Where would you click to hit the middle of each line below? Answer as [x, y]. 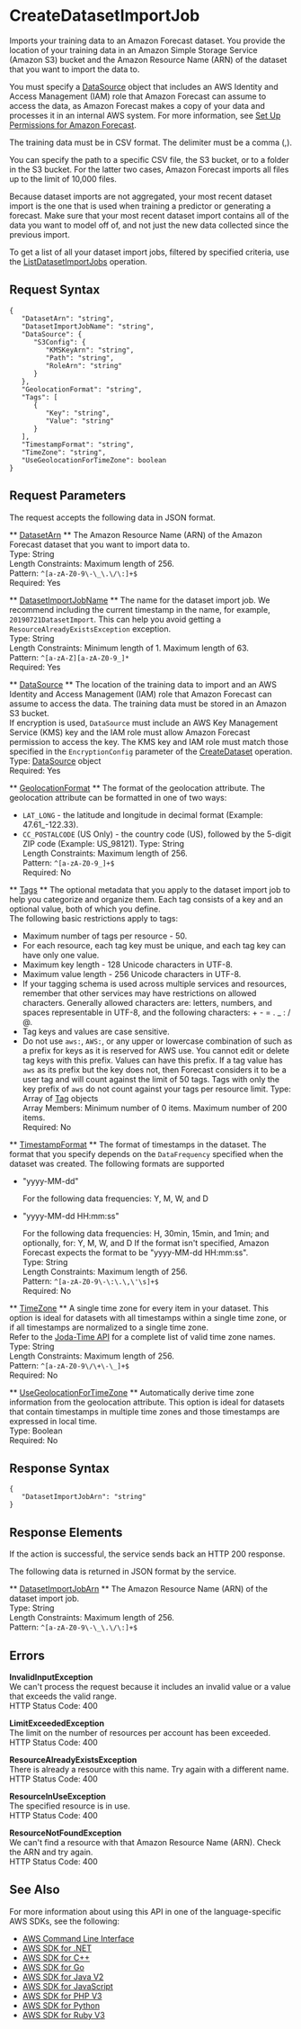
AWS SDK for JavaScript [68, 1986]
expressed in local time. [53, 1421]
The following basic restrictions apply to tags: [93, 918]
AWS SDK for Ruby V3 [63, 2015]
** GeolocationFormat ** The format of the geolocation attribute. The [137, 787]
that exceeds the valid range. [63, 1696]
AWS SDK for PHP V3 [62, 1996]
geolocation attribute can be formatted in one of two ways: [118, 797]
